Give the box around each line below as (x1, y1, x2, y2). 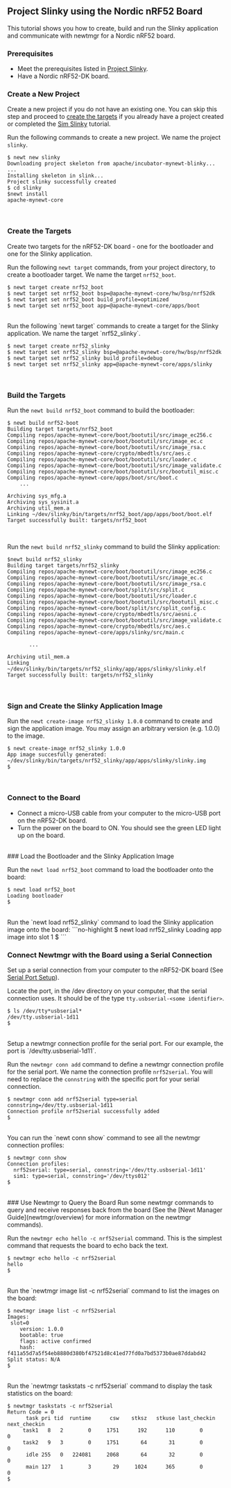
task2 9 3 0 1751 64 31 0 (22, 1439, 203, 1446)
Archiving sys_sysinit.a (7, 499, 79, 506)
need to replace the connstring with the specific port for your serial (7, 1074, 200, 1083)
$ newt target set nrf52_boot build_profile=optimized (7, 296, 169, 303)
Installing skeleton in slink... (7, 172, 104, 179)
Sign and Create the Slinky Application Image (7, 701, 163, 711)
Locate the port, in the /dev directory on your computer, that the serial (7, 987, 207, 995)
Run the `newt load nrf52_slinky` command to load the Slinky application (7, 918, 214, 926)
